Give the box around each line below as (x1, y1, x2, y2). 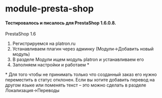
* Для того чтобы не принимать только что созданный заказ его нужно (5, 71, 157, 77)
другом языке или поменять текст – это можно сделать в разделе (5, 82, 147, 88)
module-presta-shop (5, 3, 94, 14)
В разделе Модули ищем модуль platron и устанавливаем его (12, 56, 144, 62)
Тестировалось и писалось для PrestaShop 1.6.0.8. (5, 19, 116, 25)
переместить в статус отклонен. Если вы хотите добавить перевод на (5, 77, 155, 83)
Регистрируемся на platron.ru (12, 40, 76, 46)
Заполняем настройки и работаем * (12, 62, 90, 68)
